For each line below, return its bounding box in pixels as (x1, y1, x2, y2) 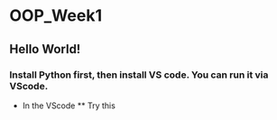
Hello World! (9, 42, 81, 57)
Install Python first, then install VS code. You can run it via (9, 69, 269, 81)
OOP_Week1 (9, 5, 102, 26)
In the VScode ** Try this (22, 100, 115, 111)
